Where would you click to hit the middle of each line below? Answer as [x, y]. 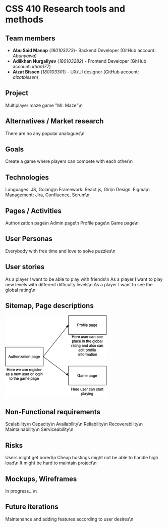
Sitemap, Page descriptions [50, 306]
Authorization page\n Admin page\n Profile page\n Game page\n [72, 223]
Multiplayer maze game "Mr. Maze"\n [44, 105]
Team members [30, 38]
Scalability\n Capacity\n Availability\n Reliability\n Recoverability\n [74, 424]
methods [24, 19]
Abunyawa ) [24, 56]
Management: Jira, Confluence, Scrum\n [47, 195]
